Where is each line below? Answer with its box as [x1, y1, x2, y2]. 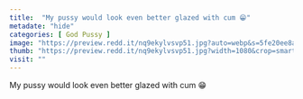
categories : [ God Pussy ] [9, 30, 111, 39]
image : [9, 38, 34, 48]
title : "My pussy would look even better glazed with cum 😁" [9, 13, 251, 22]
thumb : [9, 47, 34, 56]
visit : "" [9, 55, 47, 64]
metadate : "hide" [9, 22, 75, 31]
